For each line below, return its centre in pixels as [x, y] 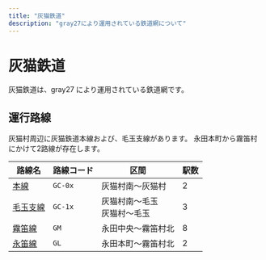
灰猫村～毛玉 [126, 213]
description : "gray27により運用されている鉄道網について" [97, 23]
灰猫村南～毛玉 [130, 201]
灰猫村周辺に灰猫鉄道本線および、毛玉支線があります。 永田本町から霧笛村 [133, 139]
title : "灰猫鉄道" [37, 16]
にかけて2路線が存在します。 [57, 149]
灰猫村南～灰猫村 [134, 187]
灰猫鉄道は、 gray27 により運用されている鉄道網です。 [98, 90]
